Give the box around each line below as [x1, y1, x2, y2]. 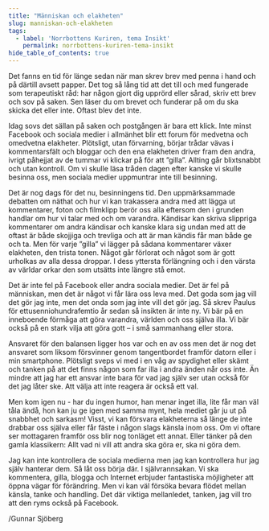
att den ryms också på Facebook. [8, 498, 119, 508]
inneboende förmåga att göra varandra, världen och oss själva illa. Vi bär [8, 315, 249, 324]
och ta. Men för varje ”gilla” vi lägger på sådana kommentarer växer [8, 239, 232, 249]
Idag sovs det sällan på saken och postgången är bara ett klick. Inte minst [8, 121, 251, 130]
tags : [8, 27, 26, 35]
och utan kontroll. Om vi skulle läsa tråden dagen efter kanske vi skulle [8, 164, 243, 173]
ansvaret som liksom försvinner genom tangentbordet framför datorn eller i [8, 348, 257, 356]
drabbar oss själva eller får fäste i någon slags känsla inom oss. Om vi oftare [8, 423, 261, 432]
